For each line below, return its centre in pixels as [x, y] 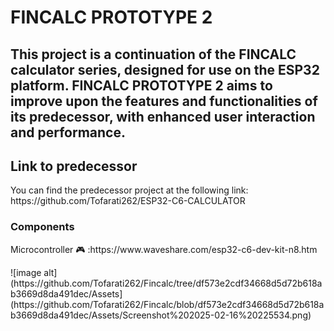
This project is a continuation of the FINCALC [153, 54]
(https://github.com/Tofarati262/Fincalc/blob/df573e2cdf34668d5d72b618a [167, 304]
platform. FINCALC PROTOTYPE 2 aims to [141, 85]
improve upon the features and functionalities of [164, 101]
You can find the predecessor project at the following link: [129, 190]
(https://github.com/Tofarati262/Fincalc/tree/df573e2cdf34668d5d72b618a [166, 283]
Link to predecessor [74, 166]
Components [42, 227]
